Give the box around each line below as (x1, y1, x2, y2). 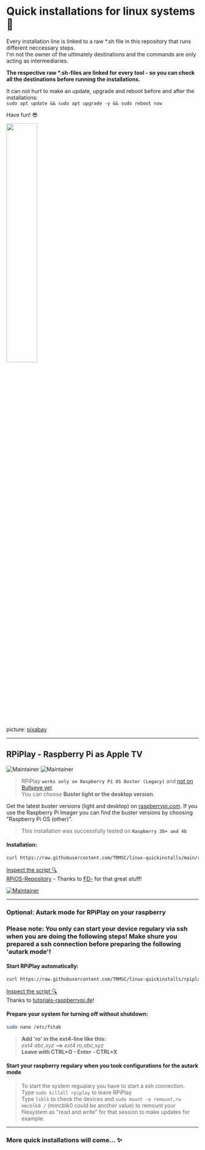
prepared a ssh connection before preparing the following (6, 939, 181, 948)
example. (21, 1115, 45, 1122)
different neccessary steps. (6, 44, 76, 51)
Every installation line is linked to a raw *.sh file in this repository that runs (6, 37, 191, 45)
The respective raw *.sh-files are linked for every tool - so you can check (6, 69, 195, 76)
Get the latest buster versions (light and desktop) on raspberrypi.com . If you (6, 802, 198, 809)
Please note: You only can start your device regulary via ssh (6, 924, 188, 932)
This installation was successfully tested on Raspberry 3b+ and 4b (21, 827, 187, 834)
